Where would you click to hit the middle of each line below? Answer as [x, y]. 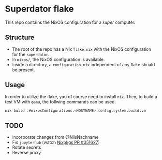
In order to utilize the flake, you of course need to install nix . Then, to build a [81, 96]
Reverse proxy [26, 153]
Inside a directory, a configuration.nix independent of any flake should [83, 64]
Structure [20, 37]
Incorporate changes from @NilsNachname [55, 137]
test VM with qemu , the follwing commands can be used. [60, 102]
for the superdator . [31, 54]
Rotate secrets [26, 147]
